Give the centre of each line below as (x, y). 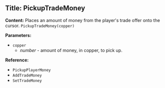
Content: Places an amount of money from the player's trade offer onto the (82, 20)
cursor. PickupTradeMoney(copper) (40, 25)
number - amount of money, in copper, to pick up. (71, 50)
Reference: (17, 60)
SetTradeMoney (27, 80)
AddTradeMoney (27, 75)
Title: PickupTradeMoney (45, 8)
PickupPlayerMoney (31, 70)
